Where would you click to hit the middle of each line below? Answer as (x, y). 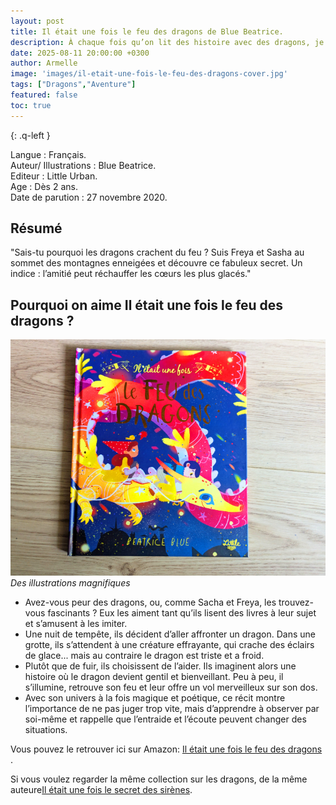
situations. (46, 730)
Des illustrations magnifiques (70, 583)
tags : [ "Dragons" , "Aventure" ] (73, 85)
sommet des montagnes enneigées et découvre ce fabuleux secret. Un (156, 263)
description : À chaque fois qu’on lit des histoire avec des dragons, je (167, 42)
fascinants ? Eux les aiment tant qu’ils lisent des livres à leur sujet (182, 613)
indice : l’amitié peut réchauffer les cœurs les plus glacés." (131, 274)
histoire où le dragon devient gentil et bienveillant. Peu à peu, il (154, 677)
